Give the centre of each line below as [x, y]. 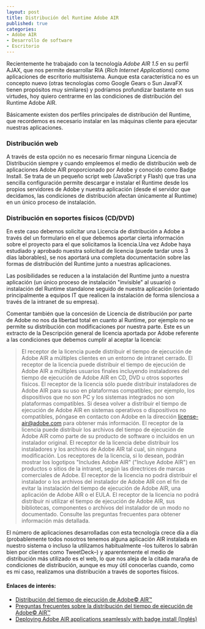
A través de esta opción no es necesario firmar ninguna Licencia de [91, 157]
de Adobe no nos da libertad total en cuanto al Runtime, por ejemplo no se [100, 320]
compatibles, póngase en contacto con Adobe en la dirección [99, 416]
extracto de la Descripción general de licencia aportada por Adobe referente [102, 333]
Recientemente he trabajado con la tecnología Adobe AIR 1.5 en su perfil [97, 63]
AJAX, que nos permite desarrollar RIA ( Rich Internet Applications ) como [98, 70]
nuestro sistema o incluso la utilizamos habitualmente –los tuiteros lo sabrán [102, 546]
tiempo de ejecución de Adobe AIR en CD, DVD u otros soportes [102, 378]
